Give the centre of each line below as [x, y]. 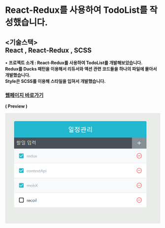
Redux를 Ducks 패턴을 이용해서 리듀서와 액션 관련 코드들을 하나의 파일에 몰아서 [81, 69]
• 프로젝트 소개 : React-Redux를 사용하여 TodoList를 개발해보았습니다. [74, 63]
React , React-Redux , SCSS [49, 50]
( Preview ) [16, 106]
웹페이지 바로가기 [24, 95]
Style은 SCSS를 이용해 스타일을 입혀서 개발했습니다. [55, 81]
